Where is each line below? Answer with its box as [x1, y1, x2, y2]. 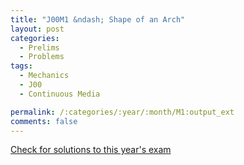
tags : [10, 61, 33, 71]
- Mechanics [19, 71, 70, 81]
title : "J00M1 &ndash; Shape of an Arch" [10, 14, 186, 25]
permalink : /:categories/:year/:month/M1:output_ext [10, 107, 235, 117]
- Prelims [19, 42, 60, 53]
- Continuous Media [19, 89, 101, 99]
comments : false [10, 116, 78, 126]
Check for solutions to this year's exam [10, 144, 172, 156]
